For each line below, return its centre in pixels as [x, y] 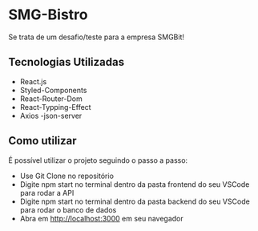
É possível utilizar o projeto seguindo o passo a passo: [98, 160]
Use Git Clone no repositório [67, 176]
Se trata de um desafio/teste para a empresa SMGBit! [96, 37]
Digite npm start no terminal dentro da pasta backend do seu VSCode [135, 201]
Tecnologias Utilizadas [67, 62]
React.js [33, 81]
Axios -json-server [51, 115]
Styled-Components [53, 90]
